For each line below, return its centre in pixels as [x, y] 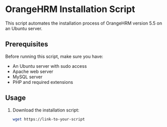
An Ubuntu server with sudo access [50, 66]
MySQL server [27, 77]
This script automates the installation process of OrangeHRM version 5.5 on [84, 23]
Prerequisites [27, 44]
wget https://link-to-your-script [49, 119]
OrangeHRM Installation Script [70, 9]
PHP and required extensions [43, 82]
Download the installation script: [46, 110]
